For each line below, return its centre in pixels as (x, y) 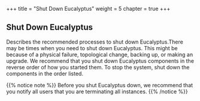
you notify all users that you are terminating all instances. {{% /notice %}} (97, 91)
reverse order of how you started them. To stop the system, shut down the (98, 67)
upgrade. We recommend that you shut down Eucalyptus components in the (100, 61)
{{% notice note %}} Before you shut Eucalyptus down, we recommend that (100, 85)
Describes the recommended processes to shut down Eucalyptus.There (95, 42)
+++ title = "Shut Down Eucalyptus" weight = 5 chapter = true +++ (88, 9)
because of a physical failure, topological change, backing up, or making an (100, 54)
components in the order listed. (45, 74)
